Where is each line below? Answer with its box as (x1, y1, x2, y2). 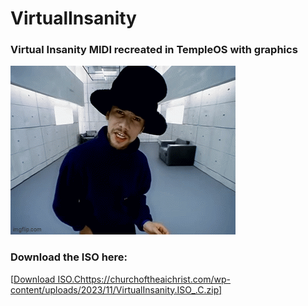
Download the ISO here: (10, 250, 128, 264)
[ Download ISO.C (10, 273, 81, 285)
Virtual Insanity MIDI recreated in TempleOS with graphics (10, 43, 298, 57)
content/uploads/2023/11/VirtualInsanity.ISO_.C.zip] (10, 283, 223, 296)
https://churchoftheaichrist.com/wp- (79, 273, 232, 285)
